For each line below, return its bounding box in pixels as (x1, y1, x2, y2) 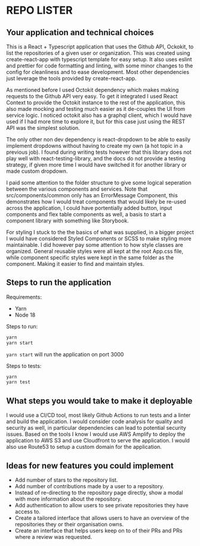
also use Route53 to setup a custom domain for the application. (6, 443, 162, 451)
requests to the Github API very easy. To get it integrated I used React (6, 93, 178, 100)
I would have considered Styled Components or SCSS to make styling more (6, 235, 192, 242)
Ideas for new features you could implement (6, 460, 174, 471)
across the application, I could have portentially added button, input (6, 204, 173, 212)
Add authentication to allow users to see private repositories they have (14, 501, 189, 508)
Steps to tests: (6, 362, 42, 370)
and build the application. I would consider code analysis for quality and (6, 418, 183, 425)
